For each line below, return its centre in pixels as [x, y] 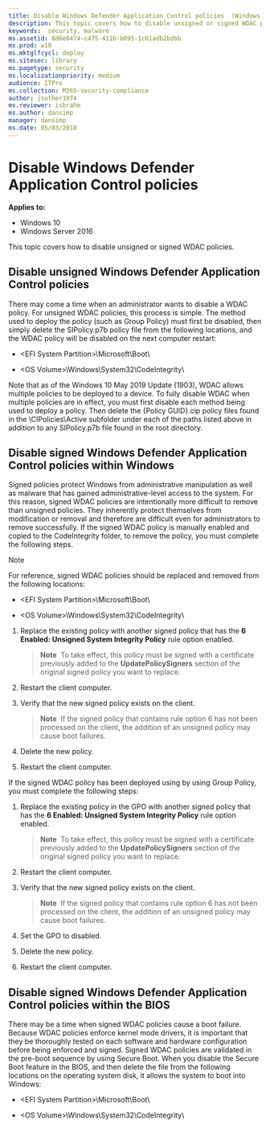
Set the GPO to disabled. [61, 936]
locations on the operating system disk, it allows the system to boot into [127, 1076]
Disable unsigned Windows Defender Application [134, 272]
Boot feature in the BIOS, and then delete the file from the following [119, 1067]
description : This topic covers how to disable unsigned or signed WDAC [133, 23]
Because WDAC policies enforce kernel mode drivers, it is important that [128, 1033]
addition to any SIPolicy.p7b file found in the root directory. [106, 428]
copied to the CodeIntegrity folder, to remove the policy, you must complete [134, 536]
